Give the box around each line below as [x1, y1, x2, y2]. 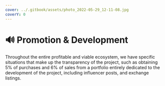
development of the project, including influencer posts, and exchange [5, 70, 149, 76]
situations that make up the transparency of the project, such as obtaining [5, 59, 158, 65]
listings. [5, 75, 22, 81]
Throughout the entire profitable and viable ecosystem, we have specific [5, 54, 155, 60]
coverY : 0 [5, 12, 26, 17]
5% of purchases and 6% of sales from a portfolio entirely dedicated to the [5, 65, 160, 71]
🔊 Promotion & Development [5, 34, 128, 45]
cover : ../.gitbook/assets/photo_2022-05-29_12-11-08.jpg [5, 7, 129, 12]
